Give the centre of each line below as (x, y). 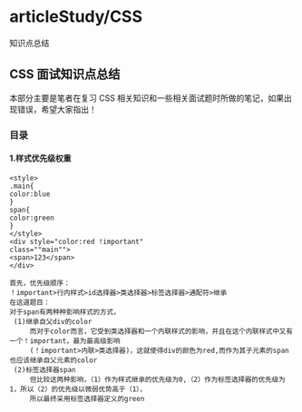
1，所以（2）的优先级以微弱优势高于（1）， (78, 389)
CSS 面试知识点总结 (65, 74)
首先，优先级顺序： (40, 283)
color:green (32, 218)
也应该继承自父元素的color (54, 360)
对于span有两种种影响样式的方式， (65, 312)
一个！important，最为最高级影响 (65, 341)
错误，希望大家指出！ (57, 109)
